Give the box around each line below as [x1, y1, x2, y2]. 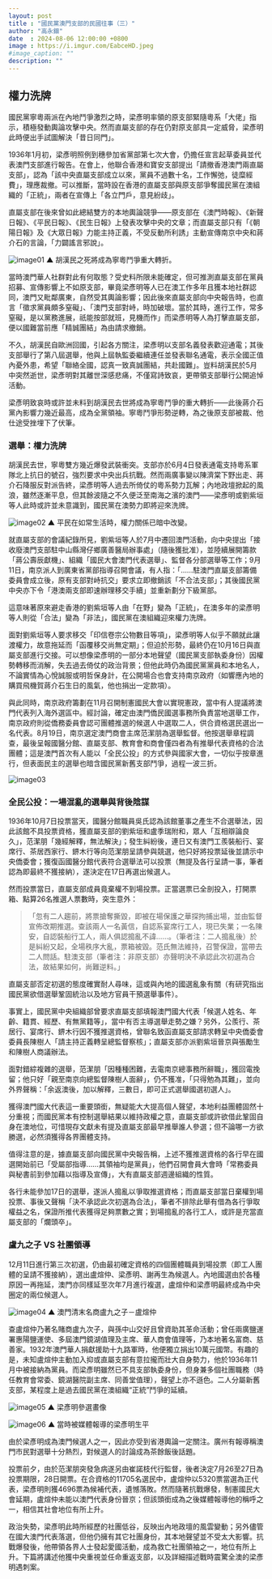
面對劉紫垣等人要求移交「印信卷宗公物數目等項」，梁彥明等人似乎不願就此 [8, 629, 253, 640]
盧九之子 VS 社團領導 [8, 1240, 91, 1251]
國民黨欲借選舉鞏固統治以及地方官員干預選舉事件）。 [8, 990, 182, 999]
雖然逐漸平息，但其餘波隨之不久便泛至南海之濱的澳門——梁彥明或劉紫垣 [22, 490, 264, 500]
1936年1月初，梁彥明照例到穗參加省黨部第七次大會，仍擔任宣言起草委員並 [8, 149, 255, 159]
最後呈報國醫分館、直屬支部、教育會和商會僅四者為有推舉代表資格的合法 [22, 738, 264, 747]
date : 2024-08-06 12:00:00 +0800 [8, 34, 129, 43]
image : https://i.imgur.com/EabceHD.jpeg [8, 42, 154, 50]
